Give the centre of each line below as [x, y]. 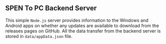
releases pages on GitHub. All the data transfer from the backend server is [83, 31]
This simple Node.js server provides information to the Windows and [77, 20]
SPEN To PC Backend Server [51, 8]
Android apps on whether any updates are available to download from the [82, 25]
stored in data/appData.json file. [39, 36]
